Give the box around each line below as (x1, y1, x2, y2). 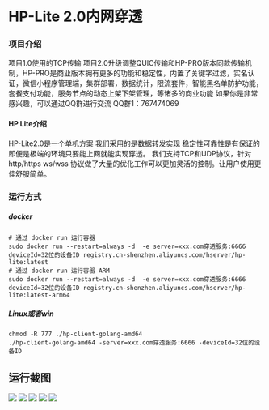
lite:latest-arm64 (8, 291, 70, 299)
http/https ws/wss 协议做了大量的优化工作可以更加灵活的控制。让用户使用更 (8, 159, 262, 169)
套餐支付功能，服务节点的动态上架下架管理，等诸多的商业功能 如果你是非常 (8, 88, 258, 98)
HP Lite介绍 (8, 119, 47, 129)
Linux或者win (8, 309, 54, 318)
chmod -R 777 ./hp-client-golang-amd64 (8, 330, 143, 338)
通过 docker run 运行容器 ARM (15, 267, 111, 275)
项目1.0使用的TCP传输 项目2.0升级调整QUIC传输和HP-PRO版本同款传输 (8, 58, 245, 68)
